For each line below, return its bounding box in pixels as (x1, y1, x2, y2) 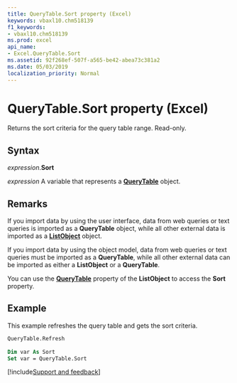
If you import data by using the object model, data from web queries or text (7, 246, 227, 254)
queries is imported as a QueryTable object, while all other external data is (7, 225, 226, 233)
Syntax (7, 144, 40, 156)
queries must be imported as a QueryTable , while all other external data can (7, 253, 231, 261)
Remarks (7, 198, 48, 210)
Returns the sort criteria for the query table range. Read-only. (7, 124, 187, 132)
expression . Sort (7, 163, 55, 172)
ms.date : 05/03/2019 (7, 63, 69, 70)
